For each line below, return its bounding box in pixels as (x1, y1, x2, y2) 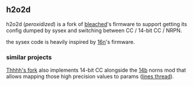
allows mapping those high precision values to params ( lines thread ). (6, 73, 175, 80)
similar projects (6, 53, 52, 61)
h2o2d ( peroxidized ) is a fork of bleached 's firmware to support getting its (6, 20, 188, 27)
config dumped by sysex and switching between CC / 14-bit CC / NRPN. (6, 27, 182, 34)
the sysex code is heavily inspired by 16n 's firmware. (6, 38, 135, 45)
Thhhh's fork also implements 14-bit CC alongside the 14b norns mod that (6, 66, 186, 74)
